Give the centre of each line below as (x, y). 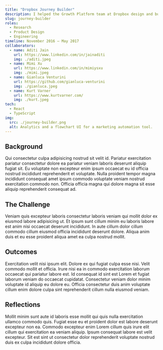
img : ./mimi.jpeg (31, 73)
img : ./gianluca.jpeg (35, 86)
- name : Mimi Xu (26, 64)
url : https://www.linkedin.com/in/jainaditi (59, 55)
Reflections (23, 305)
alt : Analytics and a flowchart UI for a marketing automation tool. (81, 127)
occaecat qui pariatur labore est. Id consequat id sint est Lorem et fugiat (77, 274)
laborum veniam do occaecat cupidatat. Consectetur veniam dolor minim (78, 279)
